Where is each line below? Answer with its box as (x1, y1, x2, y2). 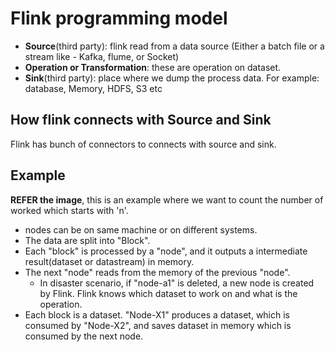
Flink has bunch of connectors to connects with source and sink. (10, 138, 277, 150)
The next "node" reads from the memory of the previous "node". (24, 266, 291, 278)
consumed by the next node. (24, 330, 144, 342)
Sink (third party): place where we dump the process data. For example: (24, 72, 320, 84)
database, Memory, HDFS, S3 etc (24, 82, 163, 94)
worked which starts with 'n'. (10, 204, 129, 216)
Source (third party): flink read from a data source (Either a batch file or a (24, 40, 325, 52)
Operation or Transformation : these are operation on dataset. (24, 61, 282, 73)
